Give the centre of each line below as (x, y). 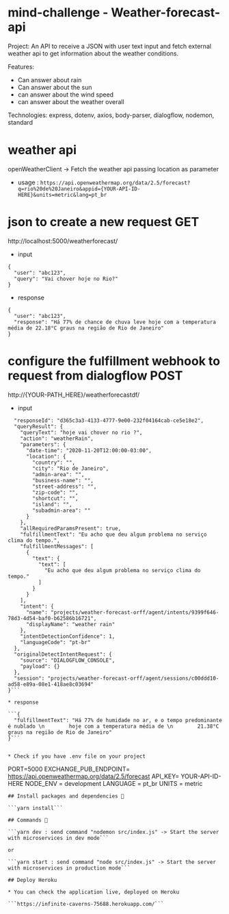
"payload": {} (40, 666)
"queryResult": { (39, 426)
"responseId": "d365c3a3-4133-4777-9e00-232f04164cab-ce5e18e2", (109, 420)
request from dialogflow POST (95, 375)
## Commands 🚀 (28, 820)
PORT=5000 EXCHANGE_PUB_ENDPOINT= (69, 769)
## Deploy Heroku (32, 880)
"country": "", (54, 462)
